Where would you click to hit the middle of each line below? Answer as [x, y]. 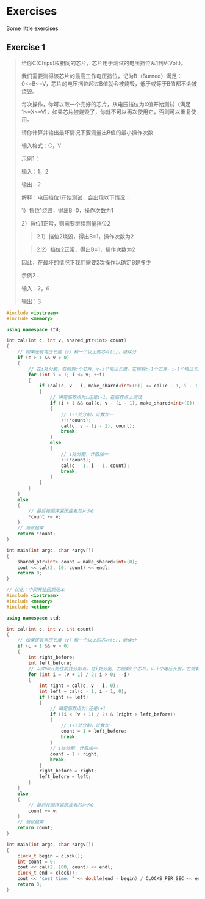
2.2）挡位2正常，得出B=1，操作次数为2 [86, 249]
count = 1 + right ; [74, 754]
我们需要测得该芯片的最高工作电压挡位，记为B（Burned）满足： [102, 76]
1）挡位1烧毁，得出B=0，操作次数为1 [67, 210]
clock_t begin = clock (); [50, 856]
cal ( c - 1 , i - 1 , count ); [95, 466]
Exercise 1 [26, 47]
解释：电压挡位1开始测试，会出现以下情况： [76, 197]
